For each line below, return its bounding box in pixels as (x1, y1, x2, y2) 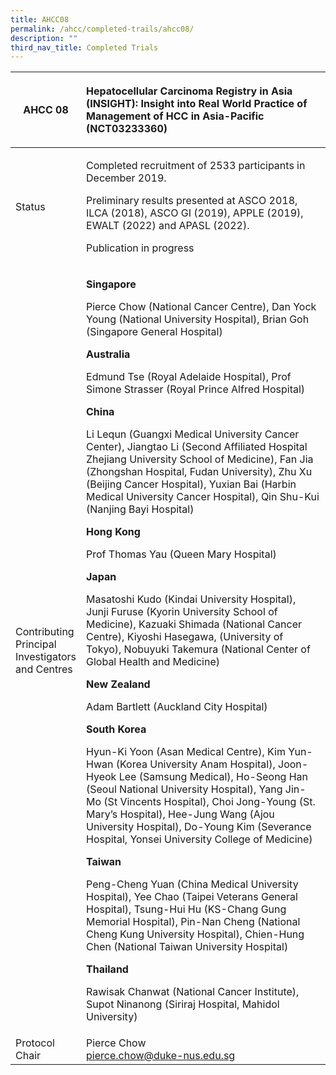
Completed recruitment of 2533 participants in (86, 159, 306, 173)
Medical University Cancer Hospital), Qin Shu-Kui (86, 490, 320, 504)
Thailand (86, 962, 129, 976)
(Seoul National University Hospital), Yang (86, 782, 283, 796)
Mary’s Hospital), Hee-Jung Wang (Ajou (86, 807, 275, 821)
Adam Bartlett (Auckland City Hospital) (86, 700, 268, 714)
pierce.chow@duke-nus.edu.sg (86, 1049, 236, 1063)
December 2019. (86, 171, 167, 185)
